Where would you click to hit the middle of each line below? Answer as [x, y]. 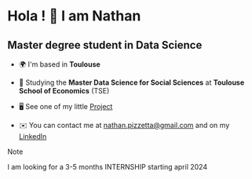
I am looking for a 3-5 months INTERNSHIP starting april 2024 [108, 167]
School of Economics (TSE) [64, 91]
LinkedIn [33, 136]
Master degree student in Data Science [105, 45]
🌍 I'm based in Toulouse [60, 64]
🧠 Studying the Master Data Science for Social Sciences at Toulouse [131, 82]
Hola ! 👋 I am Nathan [74, 16]
